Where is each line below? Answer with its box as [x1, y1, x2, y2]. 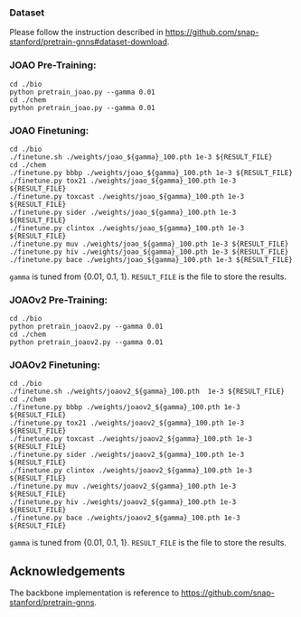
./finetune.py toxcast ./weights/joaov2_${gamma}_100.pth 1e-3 [9, 435, 253, 444]
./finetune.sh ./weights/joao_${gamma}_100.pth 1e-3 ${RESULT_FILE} [9, 152, 273, 162]
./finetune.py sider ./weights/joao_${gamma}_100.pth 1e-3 [9, 208, 237, 217]
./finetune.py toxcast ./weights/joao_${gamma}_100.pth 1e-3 [9, 192, 245, 201]
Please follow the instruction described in [9, 27, 165, 38]
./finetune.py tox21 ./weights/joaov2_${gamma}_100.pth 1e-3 [9, 418, 245, 428]
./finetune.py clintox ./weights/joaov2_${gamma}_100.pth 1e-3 [9, 466, 253, 475]
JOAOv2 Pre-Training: [9, 294, 108, 306]
